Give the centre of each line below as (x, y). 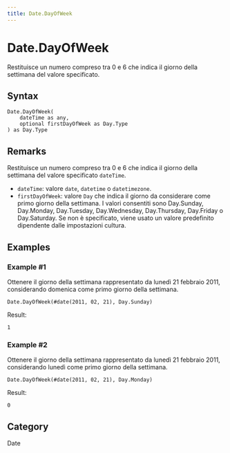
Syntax (23, 96)
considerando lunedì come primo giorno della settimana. (87, 367)
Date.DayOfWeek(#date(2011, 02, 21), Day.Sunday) (80, 302)
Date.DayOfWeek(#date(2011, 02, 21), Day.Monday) (80, 380)
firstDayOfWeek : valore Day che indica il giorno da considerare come (114, 196)
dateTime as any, (45, 118)
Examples (29, 247)
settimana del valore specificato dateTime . (67, 175)
